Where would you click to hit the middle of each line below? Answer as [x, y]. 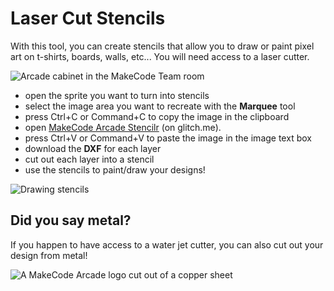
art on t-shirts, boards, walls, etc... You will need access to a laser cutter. [160, 56]
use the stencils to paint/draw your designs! [115, 169]
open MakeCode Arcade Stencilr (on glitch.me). [123, 127]
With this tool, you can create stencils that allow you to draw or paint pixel [162, 46]
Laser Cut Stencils [88, 18]
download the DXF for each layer [93, 148]
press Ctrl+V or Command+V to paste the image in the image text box [168, 138]
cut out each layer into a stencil [89, 159]
